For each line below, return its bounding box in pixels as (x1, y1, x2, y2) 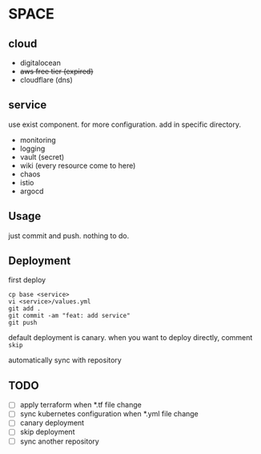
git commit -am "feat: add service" (8, 312, 130, 320)
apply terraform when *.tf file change (19, 400, 142, 410)
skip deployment (19, 427, 75, 437)
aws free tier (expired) (19, 67, 94, 76)
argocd (19, 186, 44, 196)
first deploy (8, 275, 46, 285)
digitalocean (19, 58, 62, 67)
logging (19, 144, 46, 153)
